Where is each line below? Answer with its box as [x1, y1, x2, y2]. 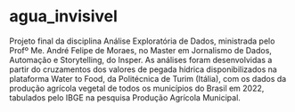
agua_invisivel [9, 6, 119, 27]
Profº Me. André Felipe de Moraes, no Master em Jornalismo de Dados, [9, 44, 272, 55]
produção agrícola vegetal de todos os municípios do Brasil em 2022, [9, 83, 265, 93]
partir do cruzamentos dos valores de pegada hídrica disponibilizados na [9, 64, 278, 75]
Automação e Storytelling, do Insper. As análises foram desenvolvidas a [9, 54, 273, 65]
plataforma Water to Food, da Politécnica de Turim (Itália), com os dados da [9, 73, 287, 84]
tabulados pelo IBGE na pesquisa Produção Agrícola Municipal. [9, 92, 241, 103]
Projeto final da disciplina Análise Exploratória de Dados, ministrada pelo [9, 36, 275, 46]
